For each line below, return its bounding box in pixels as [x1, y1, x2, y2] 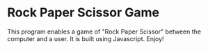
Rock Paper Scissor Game [7, 5, 160, 21]
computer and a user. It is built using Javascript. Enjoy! [7, 34, 165, 42]
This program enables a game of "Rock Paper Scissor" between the [7, 27, 202, 36]
